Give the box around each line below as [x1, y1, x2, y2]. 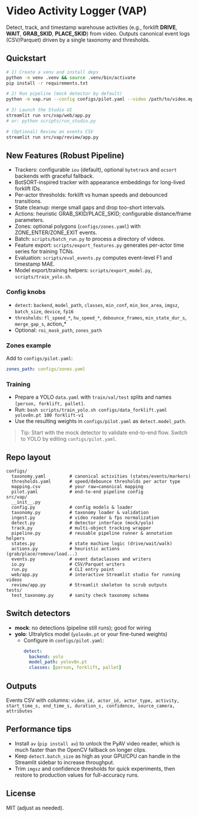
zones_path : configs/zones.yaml [6, 366, 85, 372]
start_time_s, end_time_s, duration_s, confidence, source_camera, [6, 703, 176, 709]
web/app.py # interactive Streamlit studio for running [11, 571, 181, 577]
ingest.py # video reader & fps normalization [11, 515, 160, 521]
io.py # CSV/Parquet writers [11, 561, 126, 567]
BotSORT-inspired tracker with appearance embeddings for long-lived [14, 179, 186, 186]
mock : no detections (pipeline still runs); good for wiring [14, 624, 151, 631]
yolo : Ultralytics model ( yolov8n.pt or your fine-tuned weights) [14, 630, 168, 637]
